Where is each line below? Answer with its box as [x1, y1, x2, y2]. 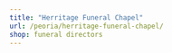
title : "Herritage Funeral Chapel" [9, 13, 144, 22]
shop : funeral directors [9, 30, 103, 39]
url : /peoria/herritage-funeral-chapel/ [9, 22, 165, 31]
